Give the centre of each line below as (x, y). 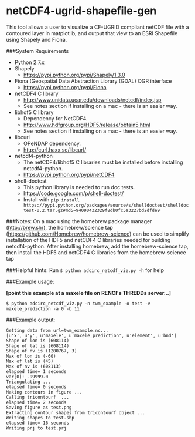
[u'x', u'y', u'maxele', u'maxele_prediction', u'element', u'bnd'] (91, 335)
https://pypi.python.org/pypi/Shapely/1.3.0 (74, 75)
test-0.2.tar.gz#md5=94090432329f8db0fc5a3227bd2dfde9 (91, 210)
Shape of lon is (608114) (37, 341)
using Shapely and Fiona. (37, 39)
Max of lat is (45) (30, 361)
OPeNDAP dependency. (52, 143)
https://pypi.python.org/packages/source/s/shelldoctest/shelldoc (106, 205)
